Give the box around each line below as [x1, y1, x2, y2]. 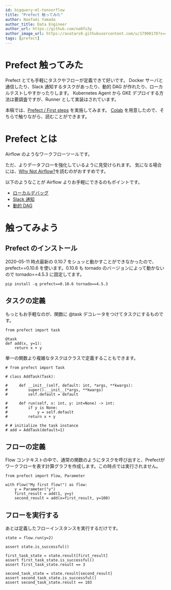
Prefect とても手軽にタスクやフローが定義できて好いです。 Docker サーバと [5, 77, 163, 83]
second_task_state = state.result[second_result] [5, 571, 113, 576]
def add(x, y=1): [5, 341, 42, 346]
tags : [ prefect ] [5, 36, 40, 41]
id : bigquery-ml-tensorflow [5, 7, 65, 13]
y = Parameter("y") [14, 487, 56, 492]
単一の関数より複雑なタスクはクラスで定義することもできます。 [5, 355, 138, 361]
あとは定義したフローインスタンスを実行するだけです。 [5, 525, 121, 531]
